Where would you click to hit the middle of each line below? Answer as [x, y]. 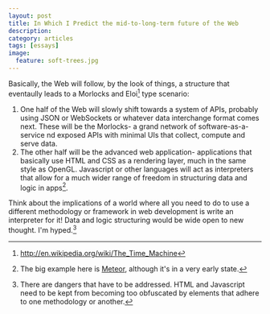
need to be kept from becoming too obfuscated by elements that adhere [139, 293]
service [33, 134]
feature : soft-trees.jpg [57, 61]
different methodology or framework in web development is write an [121, 212]
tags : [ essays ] [34, 46]
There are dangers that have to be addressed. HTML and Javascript [132, 284]
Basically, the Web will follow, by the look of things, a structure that [119, 83]
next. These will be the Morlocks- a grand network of [108, 126]
